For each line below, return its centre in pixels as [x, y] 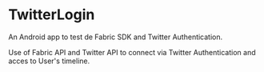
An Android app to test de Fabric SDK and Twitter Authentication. [116, 37]
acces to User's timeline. [49, 61]
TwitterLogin [52, 15]
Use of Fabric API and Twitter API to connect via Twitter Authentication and [132, 52]
